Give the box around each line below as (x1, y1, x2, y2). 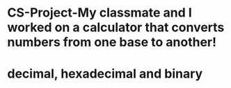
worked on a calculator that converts (7, 19, 225, 35)
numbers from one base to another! (7, 35, 217, 50)
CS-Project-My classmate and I (7, 5, 193, 21)
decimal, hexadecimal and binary (7, 66, 203, 82)
